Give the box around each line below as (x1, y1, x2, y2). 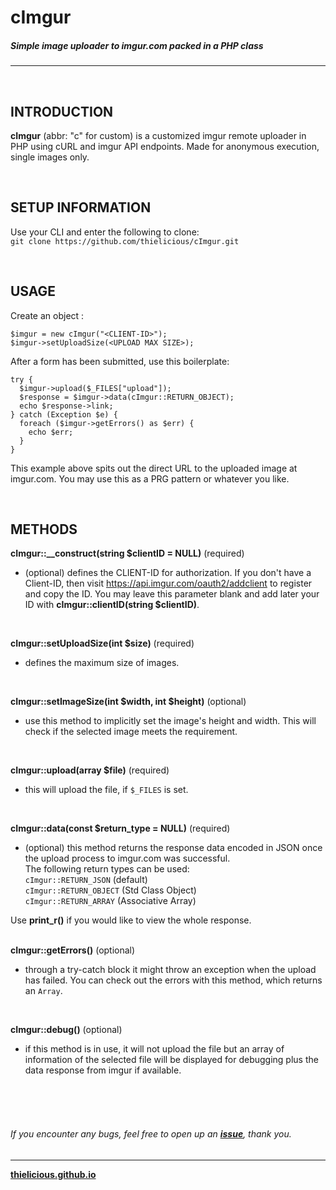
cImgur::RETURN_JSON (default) (24, 874, 148, 886)
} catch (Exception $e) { (10, 409, 118, 420)
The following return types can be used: (24, 863, 190, 875)
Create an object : (10, 309, 85, 321)
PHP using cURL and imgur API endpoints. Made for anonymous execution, (10, 140, 320, 152)
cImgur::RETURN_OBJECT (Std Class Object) (24, 884, 197, 896)
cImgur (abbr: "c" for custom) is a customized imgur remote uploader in (10, 129, 307, 141)
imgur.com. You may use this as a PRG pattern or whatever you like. (10, 472, 290, 485)
